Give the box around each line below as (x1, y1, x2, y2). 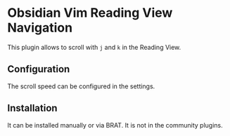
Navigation (7, 20, 72, 36)
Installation (7, 102, 58, 114)
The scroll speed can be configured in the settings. (7, 82, 155, 90)
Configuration (7, 63, 70, 75)
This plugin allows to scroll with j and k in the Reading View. (7, 43, 181, 51)
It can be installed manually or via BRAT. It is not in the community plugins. (7, 121, 223, 129)
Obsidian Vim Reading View (7, 5, 173, 21)
